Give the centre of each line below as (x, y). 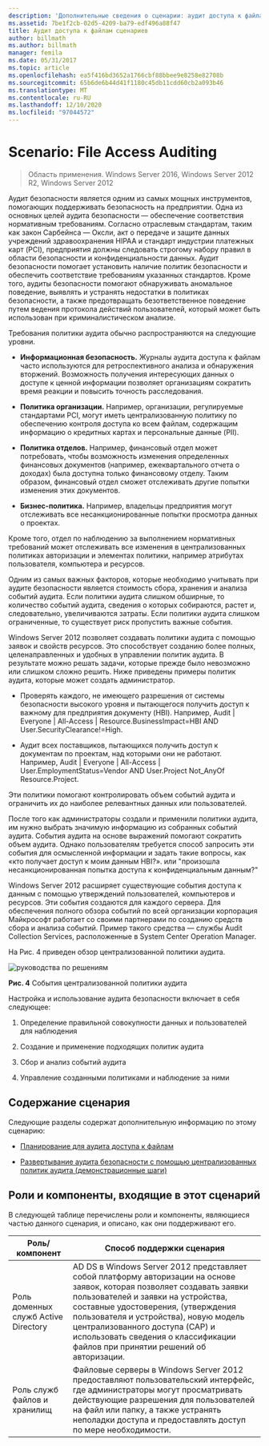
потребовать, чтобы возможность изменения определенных (124, 456)
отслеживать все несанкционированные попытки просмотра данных (139, 514)
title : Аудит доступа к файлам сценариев (78, 30)
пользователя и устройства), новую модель (159, 1316)
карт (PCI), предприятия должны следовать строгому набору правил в (130, 249)
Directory (30, 1327)
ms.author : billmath (43, 46)
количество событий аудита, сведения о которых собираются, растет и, (132, 605)
